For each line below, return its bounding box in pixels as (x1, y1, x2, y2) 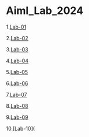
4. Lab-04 (6, 57, 29, 64)
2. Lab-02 (6, 34, 29, 41)
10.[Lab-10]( (6, 125, 35, 132)
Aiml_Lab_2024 (6, 4, 84, 17)
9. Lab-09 (6, 114, 29, 121)
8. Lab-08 (6, 102, 29, 109)
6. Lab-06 (6, 80, 29, 87)
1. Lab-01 (6, 23, 27, 30)
